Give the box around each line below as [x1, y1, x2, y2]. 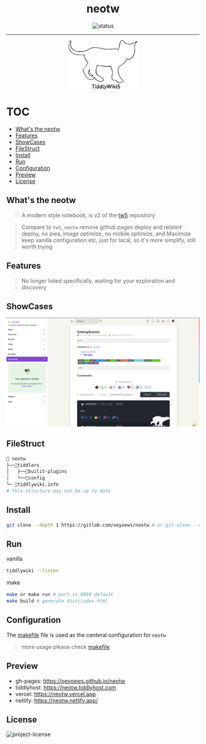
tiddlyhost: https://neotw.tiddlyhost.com [15, 683, 116, 691]
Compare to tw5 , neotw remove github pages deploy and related [21, 223, 182, 231]
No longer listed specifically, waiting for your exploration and [21, 277, 175, 284]
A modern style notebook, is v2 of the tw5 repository [21, 211, 155, 219]
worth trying [21, 243, 53, 250]
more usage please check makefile [21, 643, 110, 650]
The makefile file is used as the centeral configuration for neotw [6, 631, 166, 639]
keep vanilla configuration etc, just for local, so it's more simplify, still [21, 236, 196, 244]
